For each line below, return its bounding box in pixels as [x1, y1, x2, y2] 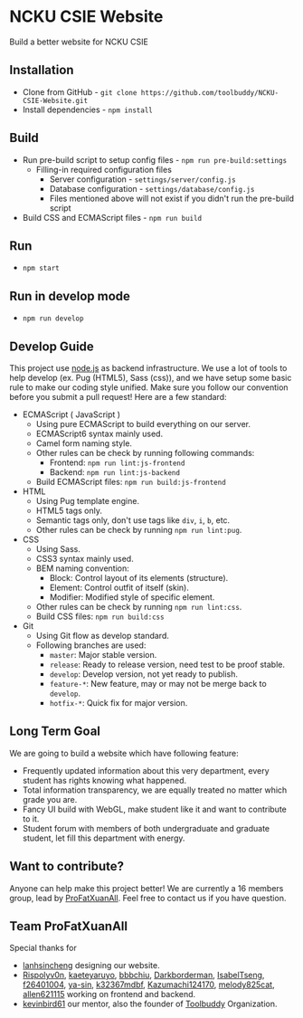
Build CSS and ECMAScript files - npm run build [22, 212, 203, 223]
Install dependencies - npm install [22, 104, 154, 115]
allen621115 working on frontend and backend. [22, 989, 196, 1000]
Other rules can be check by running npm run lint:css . [35, 602, 242, 612]
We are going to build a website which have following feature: [9, 747, 240, 758]
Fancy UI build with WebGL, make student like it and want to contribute [22, 804, 287, 814]
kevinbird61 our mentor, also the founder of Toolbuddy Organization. [22, 998, 278, 1010]
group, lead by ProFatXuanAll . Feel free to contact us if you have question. [9, 892, 287, 903]
